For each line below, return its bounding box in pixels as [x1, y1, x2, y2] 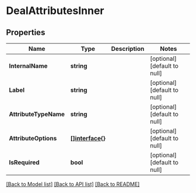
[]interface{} [70, 135, 106, 142]
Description [111, 45, 145, 53]
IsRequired [9, 158, 40, 166]
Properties [6, 27, 45, 37]
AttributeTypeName [9, 110, 65, 118]
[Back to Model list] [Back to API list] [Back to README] [6, 181, 140, 188]
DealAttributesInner [6, 4, 104, 18]
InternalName [9, 62, 48, 70]
